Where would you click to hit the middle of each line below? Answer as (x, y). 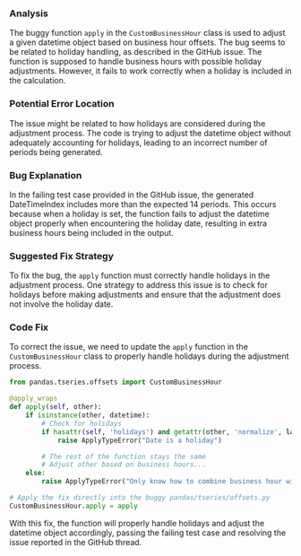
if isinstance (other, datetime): (88, 415)
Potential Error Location (62, 104)
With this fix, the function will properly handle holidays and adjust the (137, 523)
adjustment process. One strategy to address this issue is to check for (139, 285)
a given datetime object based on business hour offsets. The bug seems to (147, 42)
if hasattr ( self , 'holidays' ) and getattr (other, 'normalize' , (162, 432)
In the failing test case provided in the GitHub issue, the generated (132, 195)
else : (36, 473)
